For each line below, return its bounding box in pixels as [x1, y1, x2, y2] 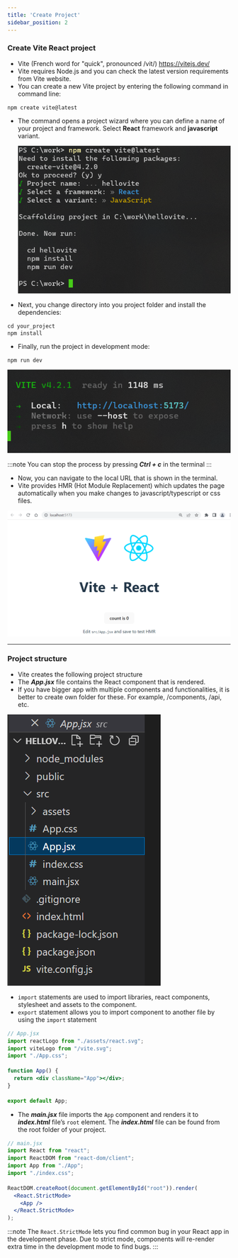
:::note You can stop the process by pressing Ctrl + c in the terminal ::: [7, 460, 212, 468]
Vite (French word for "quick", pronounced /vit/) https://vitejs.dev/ [17, 59, 210, 67]
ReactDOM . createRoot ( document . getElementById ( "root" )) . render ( [7, 1184, 198, 1191]
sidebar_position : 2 [7, 18, 69, 26]
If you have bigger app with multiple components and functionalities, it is [17, 685, 230, 694]
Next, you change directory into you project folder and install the [17, 300, 207, 308]
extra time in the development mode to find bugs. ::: [7, 1242, 159, 1251]
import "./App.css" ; [7, 1052, 69, 1059]
